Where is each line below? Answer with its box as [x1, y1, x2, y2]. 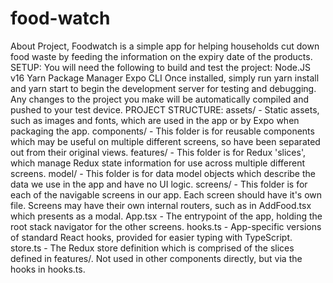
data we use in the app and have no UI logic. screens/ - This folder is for [10, 178, 308, 190]
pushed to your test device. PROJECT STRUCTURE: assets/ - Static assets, [10, 103, 320, 116]
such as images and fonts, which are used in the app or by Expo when [10, 114, 300, 126]
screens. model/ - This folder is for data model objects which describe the [10, 167, 316, 179]
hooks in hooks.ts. [10, 263, 86, 275]
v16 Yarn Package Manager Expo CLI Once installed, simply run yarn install [10, 72, 320, 84]
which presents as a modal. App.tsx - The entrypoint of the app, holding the [10, 210, 323, 222]
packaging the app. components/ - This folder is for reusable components [10, 125, 315, 137]
